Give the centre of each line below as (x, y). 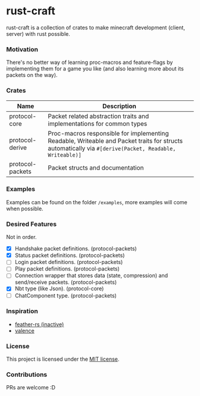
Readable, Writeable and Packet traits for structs (115, 140)
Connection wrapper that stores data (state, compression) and (91, 275)
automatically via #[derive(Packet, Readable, (112, 148)
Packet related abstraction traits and (99, 116)
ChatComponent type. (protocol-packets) (66, 295)
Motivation (22, 49)
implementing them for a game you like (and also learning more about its (95, 69)
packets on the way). (32, 75)
